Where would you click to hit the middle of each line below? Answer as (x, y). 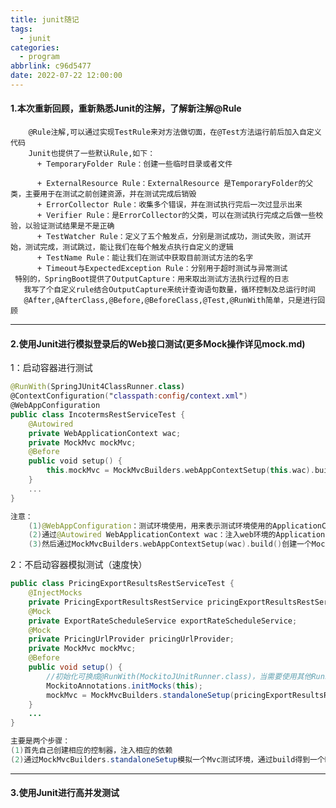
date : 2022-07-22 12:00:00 (66, 76)
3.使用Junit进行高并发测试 (65, 793)
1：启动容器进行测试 (51, 368)
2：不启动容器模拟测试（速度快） (79, 565)
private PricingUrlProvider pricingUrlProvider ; (131, 639)
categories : (35, 47)
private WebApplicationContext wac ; (105, 433)
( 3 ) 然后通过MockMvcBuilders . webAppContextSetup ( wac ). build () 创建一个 (170, 544)
